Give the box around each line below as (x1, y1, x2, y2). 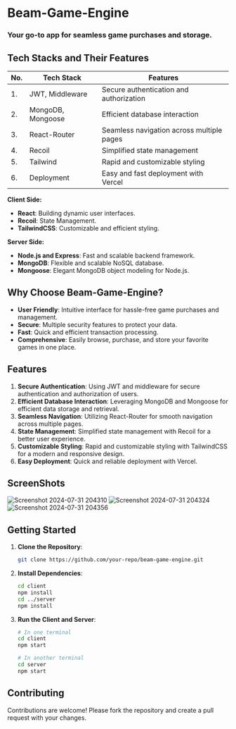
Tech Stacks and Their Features (7, 51, 150, 64)
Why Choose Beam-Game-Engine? (7, 287, 164, 299)
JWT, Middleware (29, 89, 88, 99)
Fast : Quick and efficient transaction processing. (17, 328, 159, 336)
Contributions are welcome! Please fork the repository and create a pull (7, 706, 214, 714)
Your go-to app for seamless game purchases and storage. (7, 30, 213, 40)
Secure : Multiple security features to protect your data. (17, 320, 178, 329)
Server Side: (7, 238, 44, 246)
